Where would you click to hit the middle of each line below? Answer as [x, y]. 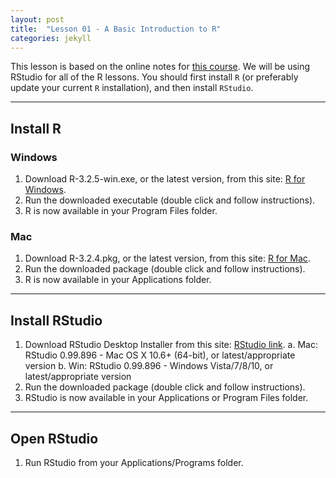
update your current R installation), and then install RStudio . [132, 88]
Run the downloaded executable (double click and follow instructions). [170, 200]
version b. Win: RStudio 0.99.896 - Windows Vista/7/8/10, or [149, 366]
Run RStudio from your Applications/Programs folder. [134, 462]
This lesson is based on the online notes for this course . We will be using [160, 67]
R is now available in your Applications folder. [118, 280]
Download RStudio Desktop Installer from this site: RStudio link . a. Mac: [171, 345]
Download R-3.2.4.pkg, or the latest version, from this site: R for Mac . [167, 258]
